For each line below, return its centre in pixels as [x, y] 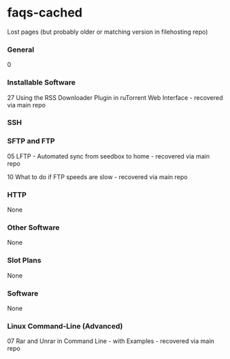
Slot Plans [24, 260]
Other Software [33, 227]
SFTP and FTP [31, 141]
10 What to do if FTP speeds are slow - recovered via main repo [97, 176]
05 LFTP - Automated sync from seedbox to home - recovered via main [108, 156]
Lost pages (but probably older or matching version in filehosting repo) [108, 32]
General [21, 50]
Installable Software [41, 83]
